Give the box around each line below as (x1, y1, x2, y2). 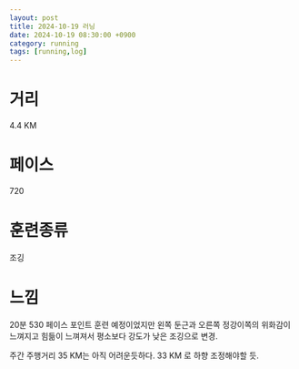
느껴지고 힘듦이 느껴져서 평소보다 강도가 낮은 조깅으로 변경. (9, 330, 218, 342)
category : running (9, 38, 79, 48)
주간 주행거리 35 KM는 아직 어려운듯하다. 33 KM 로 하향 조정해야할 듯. (9, 350, 259, 361)
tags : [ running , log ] (9, 47, 88, 56)
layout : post (9, 13, 59, 23)
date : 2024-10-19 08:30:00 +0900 (9, 30, 136, 39)
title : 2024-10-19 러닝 (9, 22, 95, 31)
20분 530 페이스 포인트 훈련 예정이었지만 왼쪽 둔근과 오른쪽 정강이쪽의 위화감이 (9, 319, 291, 330)
